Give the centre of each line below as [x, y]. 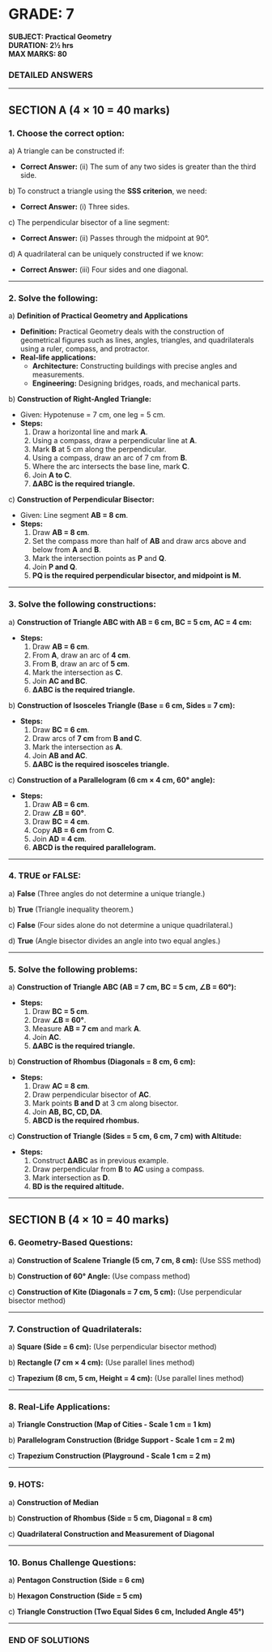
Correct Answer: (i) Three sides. [75, 206]
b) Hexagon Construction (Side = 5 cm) [76, 1595]
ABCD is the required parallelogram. [94, 847]
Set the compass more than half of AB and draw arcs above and [139, 541]
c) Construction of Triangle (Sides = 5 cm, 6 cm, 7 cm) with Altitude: [125, 1137]
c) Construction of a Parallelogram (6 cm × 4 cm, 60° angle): [112, 779]
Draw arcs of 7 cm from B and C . [87, 738]
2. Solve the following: [53, 298]
